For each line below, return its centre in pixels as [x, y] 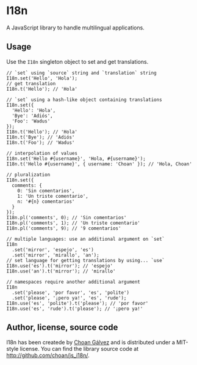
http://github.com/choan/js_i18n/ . [48, 355]
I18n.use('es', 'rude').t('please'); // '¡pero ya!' [75, 309]
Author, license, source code [62, 327]
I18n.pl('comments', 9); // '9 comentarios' [64, 228]
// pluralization [28, 175]
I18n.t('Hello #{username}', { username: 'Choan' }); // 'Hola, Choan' [99, 164]
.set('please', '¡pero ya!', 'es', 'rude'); [69, 298]
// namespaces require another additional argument [73, 282]
